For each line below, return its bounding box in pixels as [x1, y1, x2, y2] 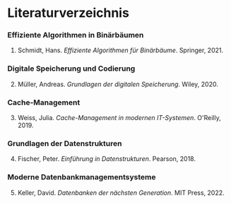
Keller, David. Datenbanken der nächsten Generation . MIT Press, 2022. [17, 188, 225, 197]
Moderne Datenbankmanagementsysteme [7, 172, 156, 182]
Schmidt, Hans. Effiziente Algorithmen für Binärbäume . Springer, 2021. [17, 46, 224, 54]
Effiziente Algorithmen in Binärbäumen [7, 30, 144, 40]
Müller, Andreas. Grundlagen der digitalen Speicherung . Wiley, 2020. [17, 80, 219, 88]
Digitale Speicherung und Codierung [7, 64, 136, 73]
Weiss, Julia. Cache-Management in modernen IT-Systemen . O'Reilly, [17, 114, 221, 122]
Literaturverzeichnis [7, 5, 129, 21]
